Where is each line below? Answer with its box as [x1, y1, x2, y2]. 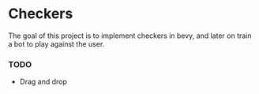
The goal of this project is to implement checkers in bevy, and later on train [8, 31, 252, 40]
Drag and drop [19, 77, 67, 87]
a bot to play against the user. [8, 39, 105, 48]
